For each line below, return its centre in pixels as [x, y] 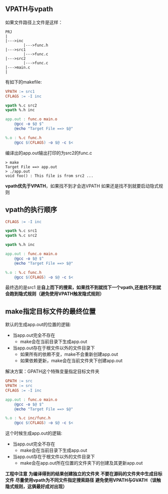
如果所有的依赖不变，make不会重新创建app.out [69, 355]
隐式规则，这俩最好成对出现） [36, 486]
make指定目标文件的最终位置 [50, 311]
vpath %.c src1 [21, 231]
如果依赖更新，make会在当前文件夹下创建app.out [71, 361]
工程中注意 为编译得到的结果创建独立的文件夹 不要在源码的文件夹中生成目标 [84, 474]
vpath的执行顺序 [31, 210]
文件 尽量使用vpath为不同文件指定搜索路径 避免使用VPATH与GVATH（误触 [83, 480]
